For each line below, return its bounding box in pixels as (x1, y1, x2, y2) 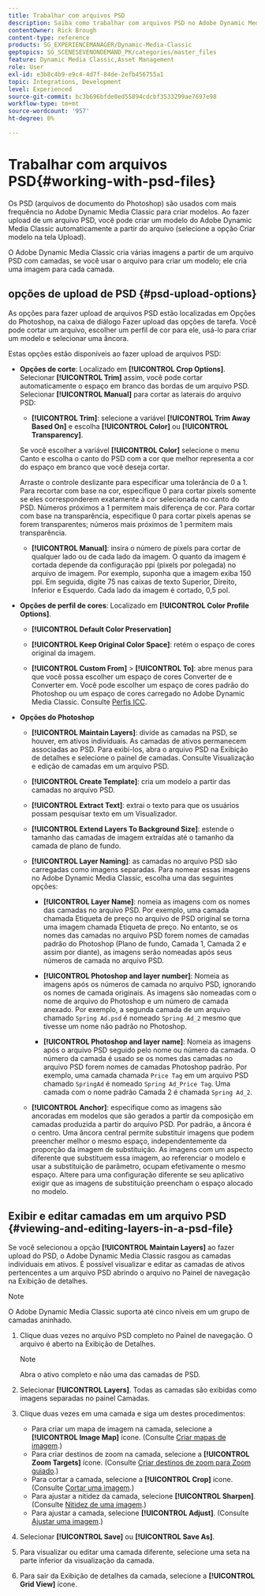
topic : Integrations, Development (8, 78, 122, 85)
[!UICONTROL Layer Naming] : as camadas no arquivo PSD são (31, 856, 238, 866)
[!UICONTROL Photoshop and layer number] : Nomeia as (43, 971, 230, 980)
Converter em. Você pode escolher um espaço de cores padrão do (31, 680, 249, 689)
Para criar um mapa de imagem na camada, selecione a (31, 1424, 213, 1434)
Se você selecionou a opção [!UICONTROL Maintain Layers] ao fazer (8, 1243, 235, 1253)
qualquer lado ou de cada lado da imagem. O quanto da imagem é (31, 552, 247, 561)
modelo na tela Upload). (8, 232, 87, 241)
